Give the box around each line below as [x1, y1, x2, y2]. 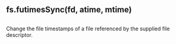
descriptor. [6, 31, 33, 38]
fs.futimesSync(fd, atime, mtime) [6, 5, 132, 15]
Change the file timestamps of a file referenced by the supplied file [6, 25, 170, 32]
